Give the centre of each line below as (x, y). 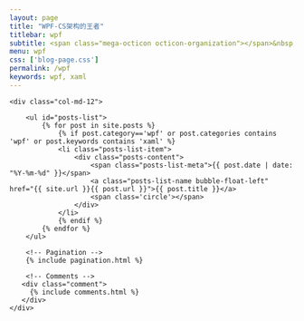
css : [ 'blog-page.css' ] (54, 60)
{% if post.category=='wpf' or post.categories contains (167, 133)
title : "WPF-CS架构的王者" (57, 26)
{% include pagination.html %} (85, 260)
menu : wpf (28, 52)
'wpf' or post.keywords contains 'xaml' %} (93, 141)
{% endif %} (80, 220)
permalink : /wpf (40, 69)
